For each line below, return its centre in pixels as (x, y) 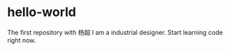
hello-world (42, 12)
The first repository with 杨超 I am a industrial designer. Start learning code (115, 32)
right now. (22, 40)
